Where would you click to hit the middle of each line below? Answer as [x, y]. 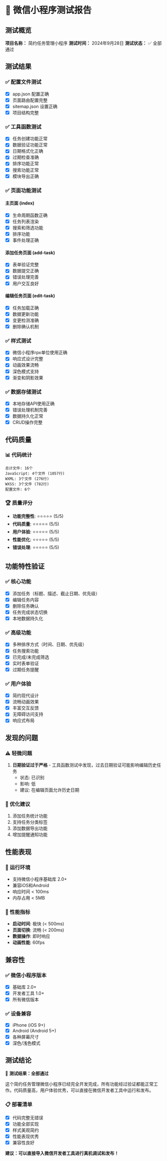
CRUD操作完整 [27, 423]
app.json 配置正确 [31, 94]
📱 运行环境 [18, 867]
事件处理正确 [25, 240]
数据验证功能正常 [30, 145]
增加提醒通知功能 [30, 835]
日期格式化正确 [28, 151]
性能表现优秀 [25, 1137]
